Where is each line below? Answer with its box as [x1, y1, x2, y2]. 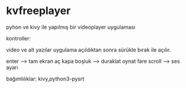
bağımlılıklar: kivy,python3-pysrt [6, 75, 84, 82]
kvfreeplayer [6, 4, 71, 18]
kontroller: [6, 35, 31, 42]
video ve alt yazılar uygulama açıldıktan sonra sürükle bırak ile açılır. [6, 46, 171, 53]
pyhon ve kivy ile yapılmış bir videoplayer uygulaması [6, 23, 136, 31]
